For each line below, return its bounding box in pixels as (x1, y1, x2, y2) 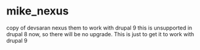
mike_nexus (6, 4, 69, 18)
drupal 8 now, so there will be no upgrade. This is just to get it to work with (6, 30, 194, 37)
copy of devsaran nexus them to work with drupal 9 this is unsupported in (6, 24, 193, 31)
